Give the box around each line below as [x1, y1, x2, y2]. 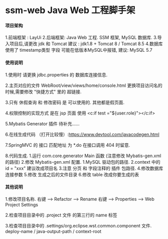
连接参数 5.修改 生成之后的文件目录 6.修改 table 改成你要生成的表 [5, 171, 139, 177]
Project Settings [5, 201, 39, 207]
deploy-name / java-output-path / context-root [5, 228, 102, 234]
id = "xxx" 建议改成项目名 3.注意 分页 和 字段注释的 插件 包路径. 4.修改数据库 [5, 165, 163, 171]
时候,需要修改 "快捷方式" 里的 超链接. [5, 88, 82, 94]
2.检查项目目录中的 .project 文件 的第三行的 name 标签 [5, 212, 117, 218]
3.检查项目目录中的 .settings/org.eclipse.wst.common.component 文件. [5, 222, 152, 228]
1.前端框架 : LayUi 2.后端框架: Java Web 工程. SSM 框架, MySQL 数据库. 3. [5, 35, 158, 41]
